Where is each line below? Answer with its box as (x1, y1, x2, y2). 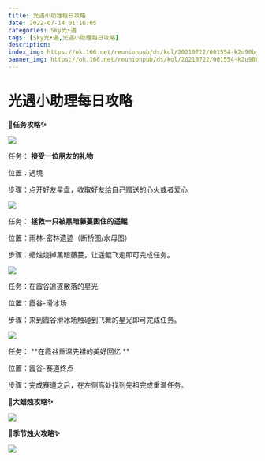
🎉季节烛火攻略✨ (8, 428, 61, 438)
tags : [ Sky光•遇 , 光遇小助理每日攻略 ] (8, 33, 119, 42)
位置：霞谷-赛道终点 (8, 363, 74, 373)
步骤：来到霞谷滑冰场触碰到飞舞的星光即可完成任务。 (8, 315, 181, 324)
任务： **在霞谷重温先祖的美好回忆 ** (8, 347, 130, 356)
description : (8, 41, 51, 49)
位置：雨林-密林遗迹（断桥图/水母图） (8, 233, 132, 242)
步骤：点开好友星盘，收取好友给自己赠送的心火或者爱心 (8, 185, 188, 194)
